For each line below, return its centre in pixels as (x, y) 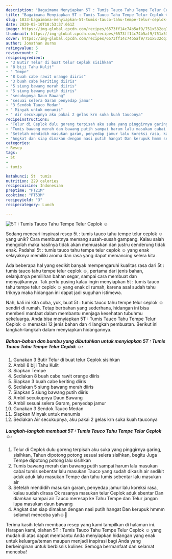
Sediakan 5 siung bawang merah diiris (53, 387)
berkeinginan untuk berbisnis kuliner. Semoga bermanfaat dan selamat (80, 546)
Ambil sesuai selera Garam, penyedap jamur (59, 403)
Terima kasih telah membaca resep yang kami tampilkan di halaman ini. (81, 524)
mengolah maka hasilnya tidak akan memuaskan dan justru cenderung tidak (85, 244)
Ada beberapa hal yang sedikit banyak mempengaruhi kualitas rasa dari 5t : (85, 265)
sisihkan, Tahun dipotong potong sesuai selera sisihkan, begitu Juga (85, 455)
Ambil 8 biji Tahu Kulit (36, 365)
